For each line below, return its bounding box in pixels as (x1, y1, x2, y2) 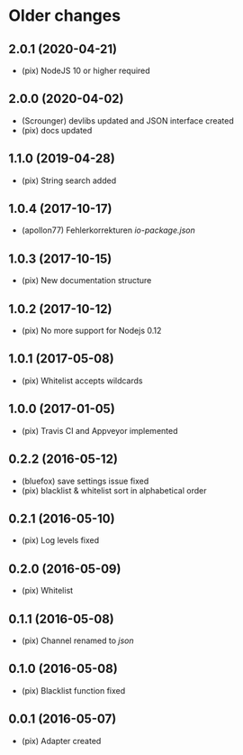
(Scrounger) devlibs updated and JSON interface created (21, 115, 235, 126)
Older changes (8, 5, 121, 26)
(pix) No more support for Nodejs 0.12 (21, 326, 162, 336)
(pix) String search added (21, 175, 117, 186)
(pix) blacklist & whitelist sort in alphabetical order (21, 484, 207, 496)
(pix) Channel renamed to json (21, 635, 134, 646)
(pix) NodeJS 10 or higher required (21, 65, 150, 76)
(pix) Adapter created (21, 735, 102, 746)
